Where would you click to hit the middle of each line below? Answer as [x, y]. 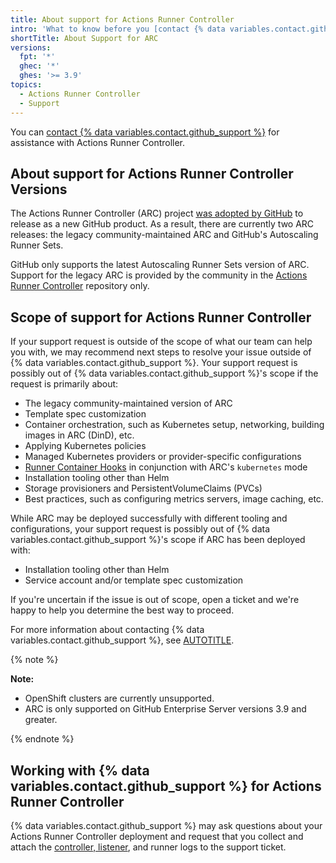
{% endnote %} [42, 739]
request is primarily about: [64, 384]
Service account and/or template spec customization [134, 580]
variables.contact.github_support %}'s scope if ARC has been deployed [158, 540]
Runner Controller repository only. [80, 286]
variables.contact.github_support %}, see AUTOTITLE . [122, 640]
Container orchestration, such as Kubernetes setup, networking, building [174, 425]
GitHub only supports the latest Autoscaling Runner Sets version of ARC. [160, 265]
